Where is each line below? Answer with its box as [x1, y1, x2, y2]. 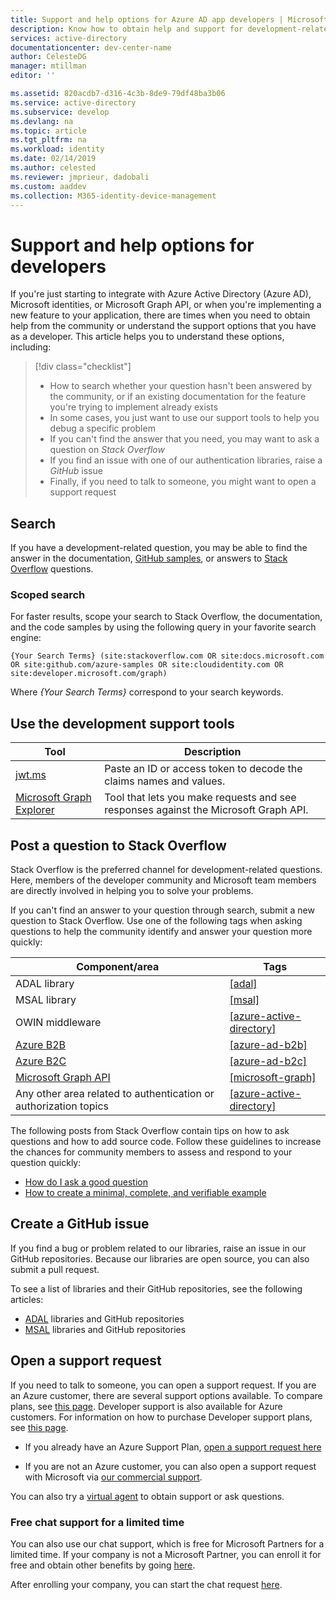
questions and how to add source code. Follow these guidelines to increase [10, 1136, 322, 1148]
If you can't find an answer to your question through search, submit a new [10, 904, 315, 916]
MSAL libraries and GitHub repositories [24, 1323, 187, 1335]
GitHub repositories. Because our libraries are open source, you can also [10, 1252, 310, 1265]
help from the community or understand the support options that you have [10, 320, 317, 332]
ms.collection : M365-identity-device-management [10, 191, 217, 201]
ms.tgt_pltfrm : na [10, 135, 87, 145]
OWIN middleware [15, 1016, 102, 1030]
